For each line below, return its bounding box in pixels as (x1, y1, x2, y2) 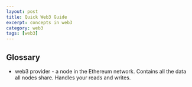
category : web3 (6, 25, 44, 31)
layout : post (6, 8, 38, 15)
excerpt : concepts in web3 (6, 19, 73, 25)
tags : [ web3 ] (6, 31, 38, 36)
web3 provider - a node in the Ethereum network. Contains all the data (14, 68, 187, 75)
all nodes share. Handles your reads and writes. (14, 74, 131, 81)
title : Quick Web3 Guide (6, 14, 67, 20)
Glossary (6, 52, 40, 62)
